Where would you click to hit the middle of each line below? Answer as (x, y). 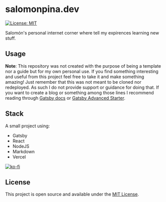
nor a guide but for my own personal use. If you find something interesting (82, 71)
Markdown (24, 151)
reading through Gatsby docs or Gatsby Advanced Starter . (65, 98)
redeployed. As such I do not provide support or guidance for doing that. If (82, 87)
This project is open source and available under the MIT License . (72, 194)
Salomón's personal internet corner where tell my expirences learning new (82, 33)
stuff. (11, 38)
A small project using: (28, 126)
